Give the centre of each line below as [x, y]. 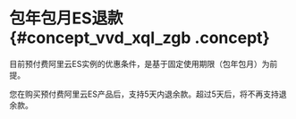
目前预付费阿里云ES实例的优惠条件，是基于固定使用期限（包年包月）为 [140, 64]
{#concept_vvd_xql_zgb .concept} [140, 38]
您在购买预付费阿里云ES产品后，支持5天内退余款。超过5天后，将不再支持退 [148, 94]
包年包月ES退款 [66, 18]
